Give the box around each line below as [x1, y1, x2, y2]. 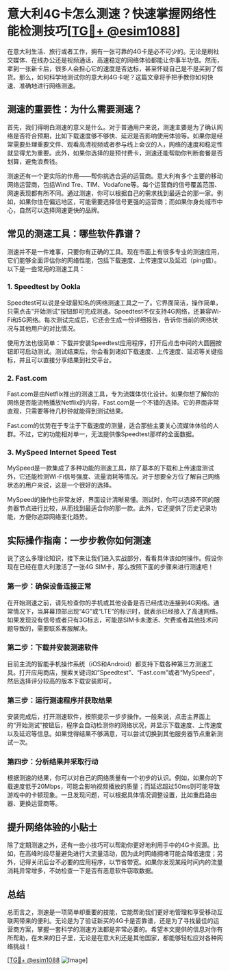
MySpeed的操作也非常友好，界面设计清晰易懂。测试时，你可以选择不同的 [7, 496, 214, 504]
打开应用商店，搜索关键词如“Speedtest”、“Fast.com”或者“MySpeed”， [18, 668, 219, 677]
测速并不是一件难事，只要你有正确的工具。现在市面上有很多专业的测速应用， [7, 247, 223, 255]
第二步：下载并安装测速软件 [7, 643, 99, 653]
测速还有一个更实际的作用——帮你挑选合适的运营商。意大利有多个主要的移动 [7, 172, 223, 180]
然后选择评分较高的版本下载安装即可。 [7, 677, 115, 685]
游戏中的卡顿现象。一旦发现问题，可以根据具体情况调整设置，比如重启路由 [7, 791, 217, 799]
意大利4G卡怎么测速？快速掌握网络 [7, 6, 204, 22]
